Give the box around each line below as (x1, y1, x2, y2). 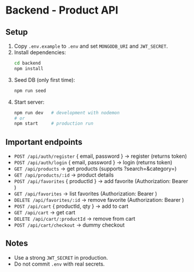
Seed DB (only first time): (14, 76, 75, 83)
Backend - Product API (5, 4, 119, 17)
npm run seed (14, 88, 46, 94)
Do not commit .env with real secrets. (14, 260, 105, 267)
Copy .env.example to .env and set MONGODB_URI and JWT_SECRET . (14, 42, 168, 49)
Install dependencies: (14, 49, 66, 56)
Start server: (14, 98, 45, 105)
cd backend (14, 60, 41, 66)
